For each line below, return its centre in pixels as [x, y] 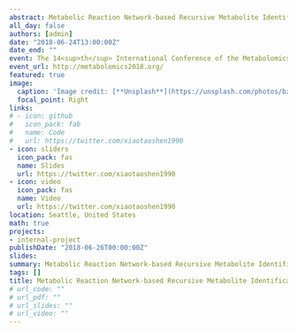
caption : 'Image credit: [63, 91]
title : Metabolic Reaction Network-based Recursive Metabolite [128, 281]
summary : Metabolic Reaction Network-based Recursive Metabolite [132, 265]
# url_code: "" [37, 289]
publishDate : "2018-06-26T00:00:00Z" [79, 248]
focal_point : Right [53, 100]
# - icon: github [41, 116]
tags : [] [25, 273]
